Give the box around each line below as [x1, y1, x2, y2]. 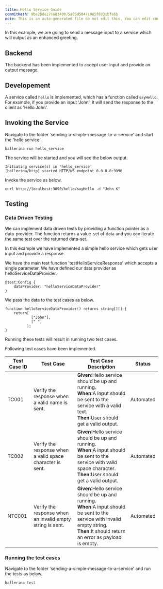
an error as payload [77, 534, 122, 541]
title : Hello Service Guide [5, 7, 62, 12]
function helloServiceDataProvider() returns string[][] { [5, 306, 127, 311]
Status [135, 360, 151, 367]
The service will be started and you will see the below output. [5, 155, 128, 161]
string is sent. [33, 522, 65, 528]
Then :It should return [77, 528, 126, 534]
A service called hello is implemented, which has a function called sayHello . [5, 94, 158, 100]
